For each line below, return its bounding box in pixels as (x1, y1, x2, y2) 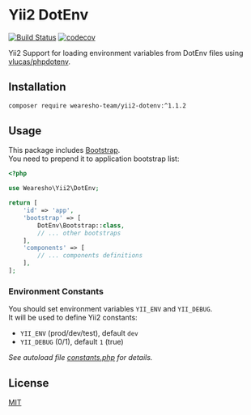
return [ (8, 199, 38, 207)
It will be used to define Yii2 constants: (8, 313, 138, 323)
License (8, 376, 49, 390)
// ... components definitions (37, 252, 143, 260)
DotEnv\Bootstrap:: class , (37, 221, 125, 230)
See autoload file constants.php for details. (8, 353, 153, 362)
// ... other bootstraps (37, 229, 121, 237)
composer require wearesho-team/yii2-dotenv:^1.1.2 (8, 101, 186, 110)
